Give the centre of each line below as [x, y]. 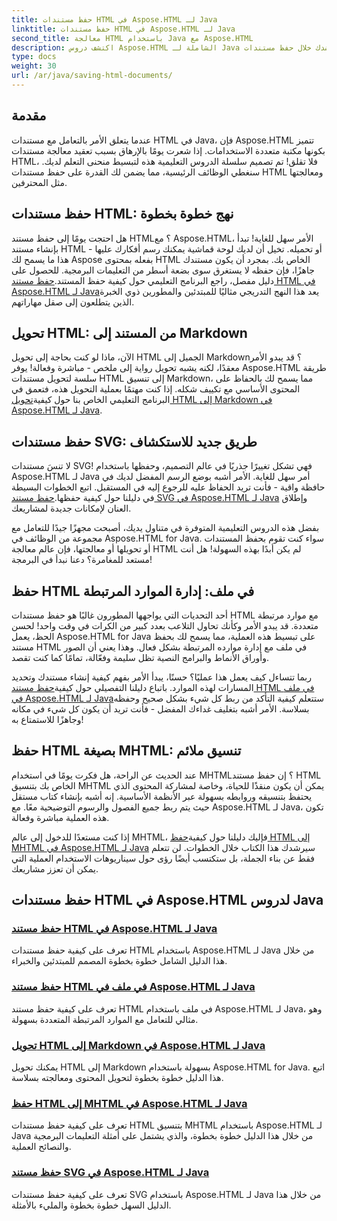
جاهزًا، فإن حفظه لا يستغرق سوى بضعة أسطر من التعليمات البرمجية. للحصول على [163, 270]
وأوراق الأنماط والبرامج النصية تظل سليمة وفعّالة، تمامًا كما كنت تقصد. [140, 657]
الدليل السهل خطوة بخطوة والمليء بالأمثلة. [91, 1205]
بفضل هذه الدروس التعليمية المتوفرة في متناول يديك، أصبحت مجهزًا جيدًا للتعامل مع [165, 528]
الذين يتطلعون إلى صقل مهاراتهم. [73, 302]
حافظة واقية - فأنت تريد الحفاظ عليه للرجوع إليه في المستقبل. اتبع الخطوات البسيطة [168, 487]
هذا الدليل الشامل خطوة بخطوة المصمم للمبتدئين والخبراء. [119, 961]
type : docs [34, 57]
